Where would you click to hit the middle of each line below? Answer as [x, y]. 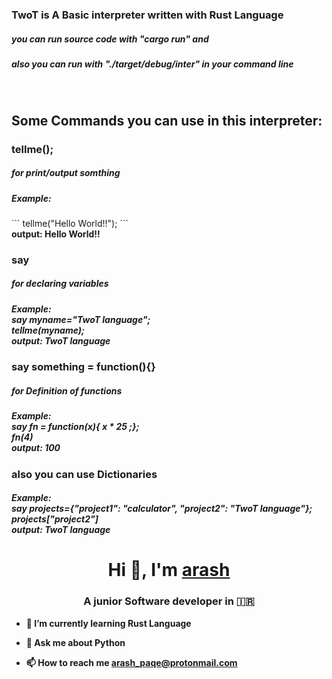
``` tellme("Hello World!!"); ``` [70, 223]
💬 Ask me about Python [75, 642]
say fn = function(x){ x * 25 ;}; [75, 427]
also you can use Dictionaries [84, 474]
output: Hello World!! [56, 234]
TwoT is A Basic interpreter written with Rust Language [147, 15]
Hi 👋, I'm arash [169, 570]
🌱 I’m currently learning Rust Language [108, 623]
